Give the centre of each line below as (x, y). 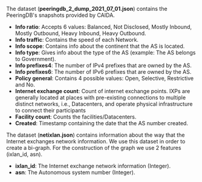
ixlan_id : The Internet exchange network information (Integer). (93, 166)
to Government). (35, 59)
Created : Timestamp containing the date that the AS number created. (102, 123)
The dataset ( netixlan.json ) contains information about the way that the (96, 135)
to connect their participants (50, 110)
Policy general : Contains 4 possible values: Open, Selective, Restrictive (104, 78)
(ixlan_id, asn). (24, 154)
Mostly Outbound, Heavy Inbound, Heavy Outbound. (80, 33)
